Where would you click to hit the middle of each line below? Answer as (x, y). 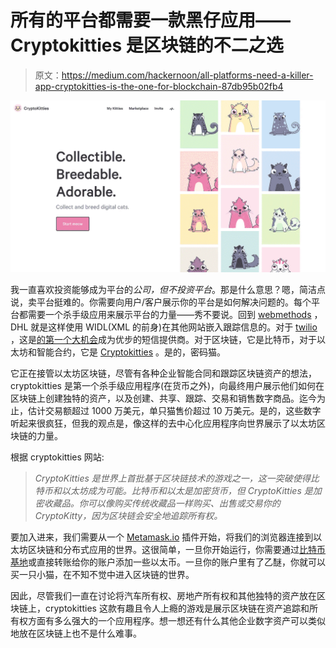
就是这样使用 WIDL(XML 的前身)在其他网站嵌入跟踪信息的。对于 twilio (174, 327)
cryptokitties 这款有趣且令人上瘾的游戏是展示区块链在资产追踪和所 (181, 608)
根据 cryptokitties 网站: (57, 457)
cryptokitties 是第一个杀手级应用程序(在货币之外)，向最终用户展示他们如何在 (167, 385)
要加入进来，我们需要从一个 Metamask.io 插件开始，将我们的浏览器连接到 (162, 537)
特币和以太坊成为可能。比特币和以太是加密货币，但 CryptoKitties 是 (173, 490)
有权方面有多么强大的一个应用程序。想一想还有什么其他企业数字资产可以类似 (168, 620)
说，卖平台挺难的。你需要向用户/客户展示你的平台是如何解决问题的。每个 (161, 302)
